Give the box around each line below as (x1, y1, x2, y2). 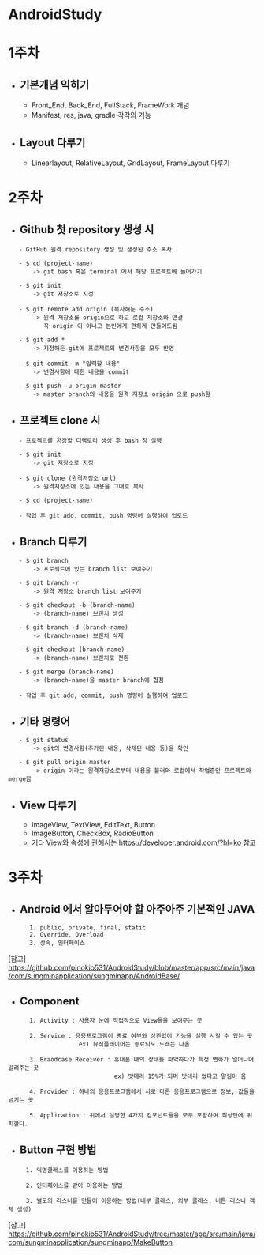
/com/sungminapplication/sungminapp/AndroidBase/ (8, 971, 180, 981)
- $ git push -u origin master (18, 382, 122, 390)
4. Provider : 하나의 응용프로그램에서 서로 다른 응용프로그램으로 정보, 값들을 (28, 1088, 255, 1096)
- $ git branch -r (18, 579, 80, 586)
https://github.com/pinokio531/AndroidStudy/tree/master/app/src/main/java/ (8, 1229, 256, 1238)
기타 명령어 (19, 715, 71, 729)
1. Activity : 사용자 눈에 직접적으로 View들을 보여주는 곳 (28, 1017, 203, 1025)
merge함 (8, 775, 32, 783)
